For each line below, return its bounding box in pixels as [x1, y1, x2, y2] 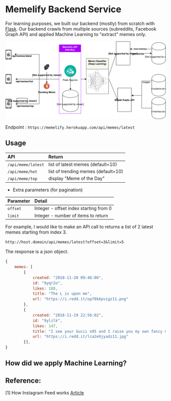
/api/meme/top [7, 177, 38, 182]
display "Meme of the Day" [48, 176, 105, 182]
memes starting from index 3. [5, 229, 67, 235]
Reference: [5, 376, 41, 385]
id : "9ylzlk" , [32, 318, 63, 323]
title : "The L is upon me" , [32, 291, 93, 296]
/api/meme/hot [7, 169, 38, 174]
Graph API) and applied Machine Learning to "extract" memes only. [5, 31, 147, 37]
